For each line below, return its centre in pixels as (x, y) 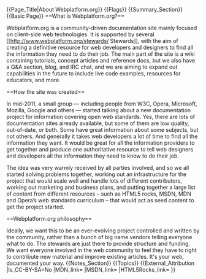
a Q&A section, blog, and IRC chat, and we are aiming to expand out (92, 67)
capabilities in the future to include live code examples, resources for (93, 73)
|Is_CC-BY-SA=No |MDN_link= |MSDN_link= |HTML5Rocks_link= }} (91, 269)
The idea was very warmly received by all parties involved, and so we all (98, 168)
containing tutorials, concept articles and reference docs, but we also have (101, 60)
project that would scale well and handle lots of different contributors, (94, 181)
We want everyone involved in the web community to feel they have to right (102, 250)
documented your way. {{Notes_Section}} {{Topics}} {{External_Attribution (101, 263)
